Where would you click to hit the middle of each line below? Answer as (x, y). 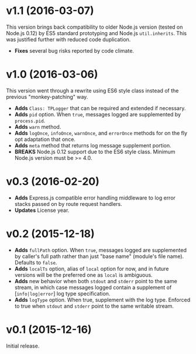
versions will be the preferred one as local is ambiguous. (84, 275)
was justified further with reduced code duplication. (68, 39)
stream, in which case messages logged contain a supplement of (93, 287)
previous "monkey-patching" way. (47, 97)
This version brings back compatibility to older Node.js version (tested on (94, 27)
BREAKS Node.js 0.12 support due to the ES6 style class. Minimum (95, 152)
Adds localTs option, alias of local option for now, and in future (92, 269)
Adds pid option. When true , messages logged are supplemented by (98, 114)
